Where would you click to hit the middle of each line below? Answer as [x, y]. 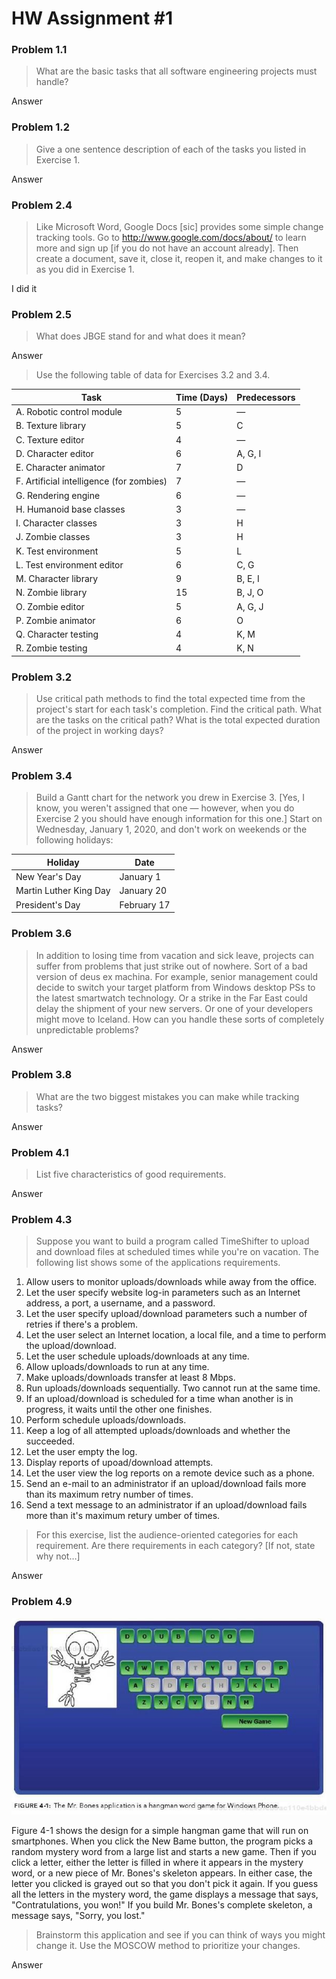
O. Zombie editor [50, 606]
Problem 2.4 [42, 205]
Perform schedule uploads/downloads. [106, 1420]
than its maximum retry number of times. [109, 1494]
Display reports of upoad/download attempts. [119, 1463]
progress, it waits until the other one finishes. [119, 1409]
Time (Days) [202, 397]
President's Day [48, 904]
